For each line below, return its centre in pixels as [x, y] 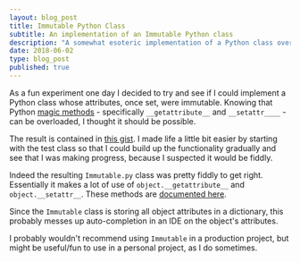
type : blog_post [39, 59]
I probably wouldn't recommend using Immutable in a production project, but [149, 238]
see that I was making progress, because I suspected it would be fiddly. [141, 157]
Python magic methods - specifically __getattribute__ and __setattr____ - [148, 112]
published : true [39, 68]
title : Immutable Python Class [67, 26]
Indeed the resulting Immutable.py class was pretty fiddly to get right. [136, 174]
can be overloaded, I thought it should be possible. [103, 121]
